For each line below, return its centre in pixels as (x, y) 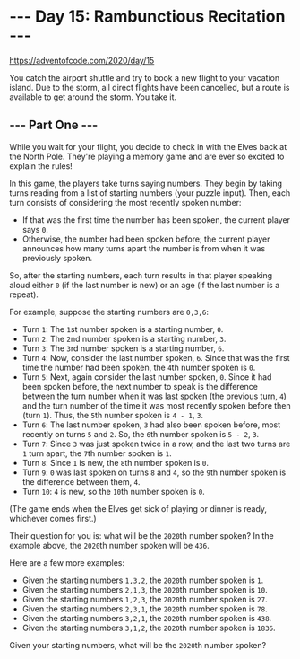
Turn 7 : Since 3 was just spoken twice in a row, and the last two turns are (156, 444)
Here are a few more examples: (67, 562)
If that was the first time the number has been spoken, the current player (156, 220)
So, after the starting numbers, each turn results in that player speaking (141, 275)
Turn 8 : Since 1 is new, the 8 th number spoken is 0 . (115, 462)
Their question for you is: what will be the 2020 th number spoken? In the (142, 535)
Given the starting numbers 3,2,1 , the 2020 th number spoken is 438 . (147, 618)
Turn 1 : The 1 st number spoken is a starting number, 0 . (123, 329)
